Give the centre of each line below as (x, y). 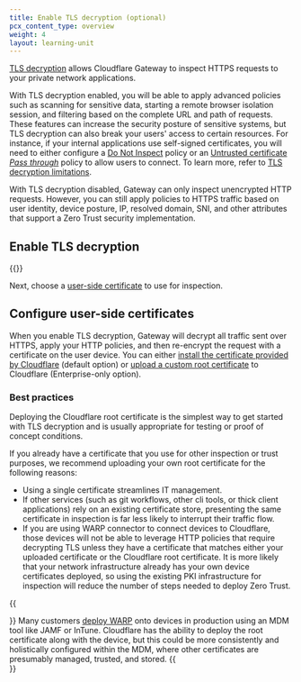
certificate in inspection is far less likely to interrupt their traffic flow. (148, 519)
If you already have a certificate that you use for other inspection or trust (144, 454)
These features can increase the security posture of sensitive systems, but (148, 124)
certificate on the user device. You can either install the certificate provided (149, 355)
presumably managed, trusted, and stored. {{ (93, 659)
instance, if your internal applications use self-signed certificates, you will (146, 143)
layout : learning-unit (52, 43)
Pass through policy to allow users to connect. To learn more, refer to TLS (146, 162)
